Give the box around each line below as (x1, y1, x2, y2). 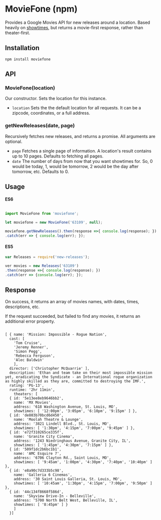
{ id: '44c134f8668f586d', (9, 489, 64, 494)
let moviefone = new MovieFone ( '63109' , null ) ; (5, 220, 103, 225)
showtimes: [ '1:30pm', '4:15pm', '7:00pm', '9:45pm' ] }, (14, 426, 135, 431)
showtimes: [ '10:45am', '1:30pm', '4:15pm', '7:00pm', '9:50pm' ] (14, 481, 152, 486)
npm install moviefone (5, 57, 51, 62)
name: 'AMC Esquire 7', (14, 451, 62, 456)
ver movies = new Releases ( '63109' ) (5, 263, 79, 268)
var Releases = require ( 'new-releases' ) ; (5, 255, 90, 260)
